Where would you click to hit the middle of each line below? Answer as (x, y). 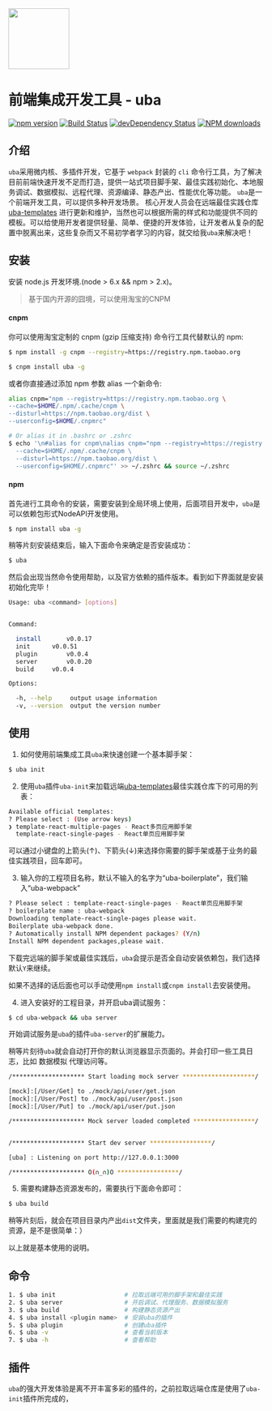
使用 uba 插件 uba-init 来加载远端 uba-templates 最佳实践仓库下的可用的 (135, 786)
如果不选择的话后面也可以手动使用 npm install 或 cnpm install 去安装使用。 (132, 985)
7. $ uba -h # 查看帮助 (82, 1340)
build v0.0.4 (45, 669)
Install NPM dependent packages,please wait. (86, 941)
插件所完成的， (48, 1399)
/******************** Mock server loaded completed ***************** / (134, 1121)
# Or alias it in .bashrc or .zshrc (70, 436)
